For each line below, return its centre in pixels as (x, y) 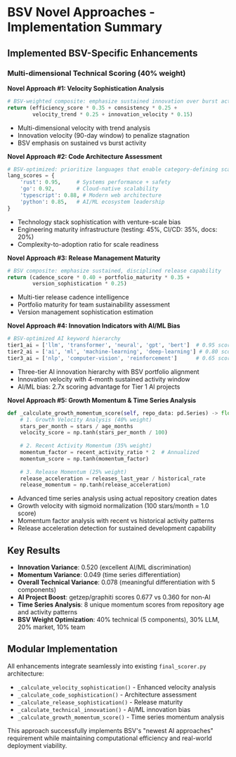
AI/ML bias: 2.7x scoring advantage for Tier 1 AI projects (99, 387)
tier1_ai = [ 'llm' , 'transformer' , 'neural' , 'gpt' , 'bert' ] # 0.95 (111, 345)
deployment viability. (37, 745)
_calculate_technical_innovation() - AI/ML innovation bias (104, 709)
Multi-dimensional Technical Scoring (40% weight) (97, 73)
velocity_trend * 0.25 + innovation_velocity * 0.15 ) (113, 114)
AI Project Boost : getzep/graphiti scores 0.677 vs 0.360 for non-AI (114, 597)
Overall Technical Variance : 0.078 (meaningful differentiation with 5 (116, 582)
